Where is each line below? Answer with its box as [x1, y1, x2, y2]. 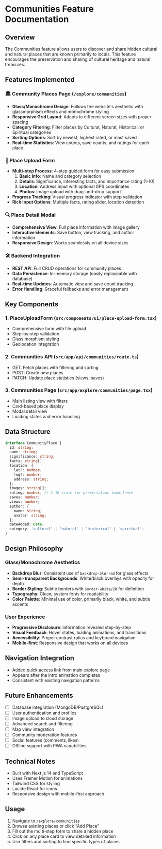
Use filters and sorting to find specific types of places [12, 838, 120, 844]
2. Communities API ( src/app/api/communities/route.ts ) [5, 353, 139, 360]
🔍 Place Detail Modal [5, 211, 56, 218]
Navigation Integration [5, 654, 74, 663]
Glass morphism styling [12, 336, 60, 342]
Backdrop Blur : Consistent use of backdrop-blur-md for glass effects [12, 570, 149, 576]
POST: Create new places [12, 369, 64, 375]
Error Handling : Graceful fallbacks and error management [12, 286, 129, 292]
